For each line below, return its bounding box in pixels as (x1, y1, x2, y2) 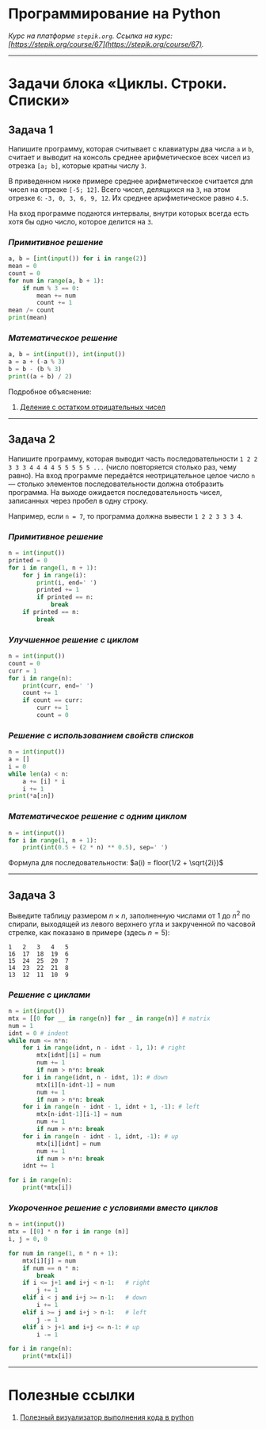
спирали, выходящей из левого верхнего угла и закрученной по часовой (8, 919, 256, 929)
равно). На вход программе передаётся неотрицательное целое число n (8, 470, 256, 480)
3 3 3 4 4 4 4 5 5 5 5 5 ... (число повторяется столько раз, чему (8, 462, 237, 472)
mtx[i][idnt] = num (36, 1140, 101, 1148)
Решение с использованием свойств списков (8, 730, 194, 741)
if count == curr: (22, 696, 83, 704)
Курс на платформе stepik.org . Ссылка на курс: (8, 31, 173, 40)
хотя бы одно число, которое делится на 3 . (8, 217, 154, 226)
